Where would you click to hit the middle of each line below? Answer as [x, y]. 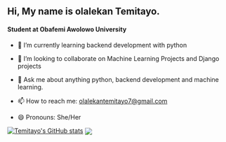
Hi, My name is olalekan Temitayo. [84, 12]
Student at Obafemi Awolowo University [67, 29]
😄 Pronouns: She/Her [49, 117]
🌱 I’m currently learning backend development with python [102, 45]
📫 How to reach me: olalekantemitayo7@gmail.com [92, 101]
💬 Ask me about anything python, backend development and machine [118, 79]
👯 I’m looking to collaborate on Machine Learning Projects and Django [118, 58]
